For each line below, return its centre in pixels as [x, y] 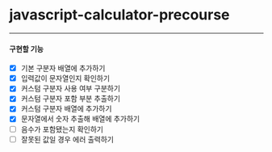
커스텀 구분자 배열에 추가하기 [66, 109]
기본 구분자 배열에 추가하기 [63, 68]
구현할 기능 [26, 49]
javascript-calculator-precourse [119, 15]
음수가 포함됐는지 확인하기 [62, 129]
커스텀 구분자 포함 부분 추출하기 [70, 99]
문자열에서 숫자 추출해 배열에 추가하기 [80, 119]
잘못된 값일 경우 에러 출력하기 [67, 139]
